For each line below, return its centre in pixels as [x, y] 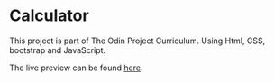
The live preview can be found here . [76, 68]
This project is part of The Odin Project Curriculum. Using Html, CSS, [137, 41]
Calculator [49, 16]
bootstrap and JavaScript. [58, 50]
